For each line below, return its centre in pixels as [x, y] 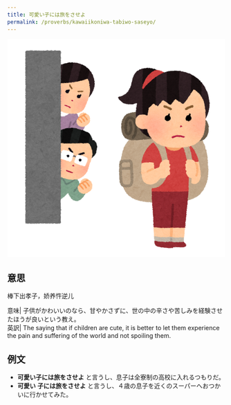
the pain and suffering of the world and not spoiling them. [89, 336]
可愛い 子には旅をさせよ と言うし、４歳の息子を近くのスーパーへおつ [116, 386]
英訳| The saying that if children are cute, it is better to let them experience [113, 328]
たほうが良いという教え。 [44, 319]
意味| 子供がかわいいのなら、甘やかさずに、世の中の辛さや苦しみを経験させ [115, 311]
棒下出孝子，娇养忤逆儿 [40, 296]
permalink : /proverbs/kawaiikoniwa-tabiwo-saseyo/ [82, 22]
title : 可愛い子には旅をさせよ [46, 15]
